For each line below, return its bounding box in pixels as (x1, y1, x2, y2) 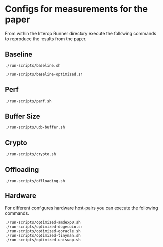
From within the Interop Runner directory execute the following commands (5, 30, 157, 36)
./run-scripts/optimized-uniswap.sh (5, 237, 81, 242)
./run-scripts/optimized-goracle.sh (5, 228, 81, 234)
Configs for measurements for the (5, 3, 148, 15)
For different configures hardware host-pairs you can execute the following (5, 205, 158, 211)
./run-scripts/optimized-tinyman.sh (5, 233, 81, 238)
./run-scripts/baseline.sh (5, 63, 61, 68)
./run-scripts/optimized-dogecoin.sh (5, 224, 83, 229)
